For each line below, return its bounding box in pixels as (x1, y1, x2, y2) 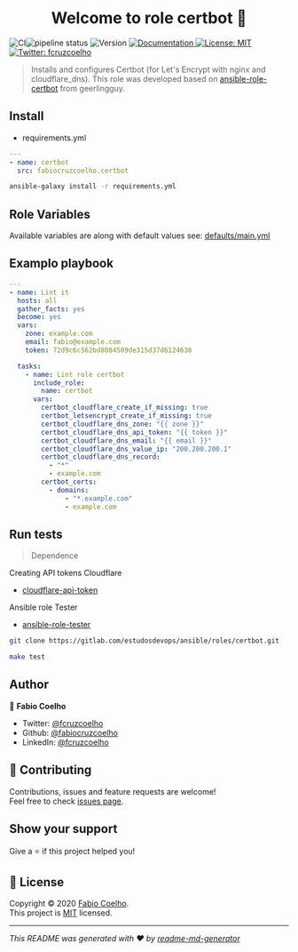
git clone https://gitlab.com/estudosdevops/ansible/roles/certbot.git (9, 636, 279, 645)
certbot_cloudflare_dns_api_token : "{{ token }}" (41, 428, 228, 436)
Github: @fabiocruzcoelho (21, 727, 118, 738)
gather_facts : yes (17, 304, 86, 314)
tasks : (17, 362, 42, 371)
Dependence (30, 550, 79, 561)
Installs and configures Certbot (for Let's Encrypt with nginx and (30, 64, 266, 75)
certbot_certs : (41, 477, 98, 486)
